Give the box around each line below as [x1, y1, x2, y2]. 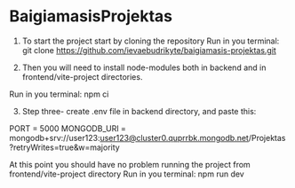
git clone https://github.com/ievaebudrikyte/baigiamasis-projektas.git [21, 44, 277, 55]
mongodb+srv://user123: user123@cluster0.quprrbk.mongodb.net [9, 132, 249, 143]
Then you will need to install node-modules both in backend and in [21, 62, 267, 73]
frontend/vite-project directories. [21, 71, 143, 82]
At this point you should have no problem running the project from [9, 159, 251, 169]
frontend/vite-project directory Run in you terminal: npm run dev [9, 168, 244, 179]
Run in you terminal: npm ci [9, 89, 109, 99]
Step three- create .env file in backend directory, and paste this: [21, 106, 257, 116]
